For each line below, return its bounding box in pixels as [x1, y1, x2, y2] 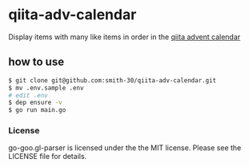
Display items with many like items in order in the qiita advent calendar [8, 32, 241, 42]
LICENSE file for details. [8, 152, 87, 161]
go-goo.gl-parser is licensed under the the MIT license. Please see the [8, 143, 242, 153]
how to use [8, 55, 65, 69]
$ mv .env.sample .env [8, 84, 84, 92]
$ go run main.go [8, 106, 66, 114]
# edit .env [8, 91, 48, 99]
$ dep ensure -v [8, 98, 62, 107]
